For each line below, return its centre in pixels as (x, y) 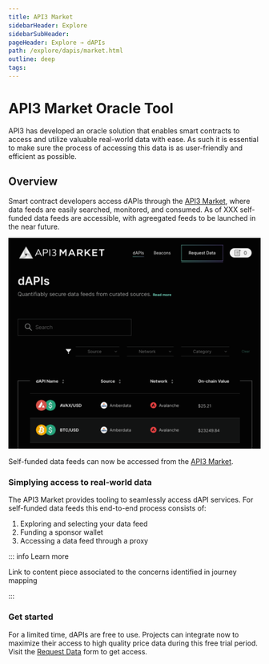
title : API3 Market (41, 17)
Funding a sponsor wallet (62, 532)
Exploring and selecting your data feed (84, 524)
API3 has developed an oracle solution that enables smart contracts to (124, 130)
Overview (33, 182)
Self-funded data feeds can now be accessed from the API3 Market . (121, 461)
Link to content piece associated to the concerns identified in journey (123, 572)
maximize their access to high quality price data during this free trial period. (133, 643)
